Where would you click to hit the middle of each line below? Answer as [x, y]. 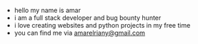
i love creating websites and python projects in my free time [102, 25]
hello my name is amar [47, 10]
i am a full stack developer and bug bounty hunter [88, 18]
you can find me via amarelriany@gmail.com [79, 33]
